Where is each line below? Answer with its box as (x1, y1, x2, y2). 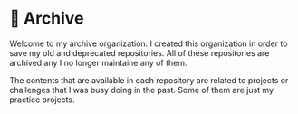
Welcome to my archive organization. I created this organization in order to (9, 38, 288, 49)
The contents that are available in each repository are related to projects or (9, 74, 289, 85)
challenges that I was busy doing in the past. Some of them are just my (9, 84, 274, 95)
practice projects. (9, 94, 75, 105)
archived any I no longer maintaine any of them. (9, 57, 187, 68)
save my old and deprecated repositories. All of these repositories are (9, 47, 270, 58)
